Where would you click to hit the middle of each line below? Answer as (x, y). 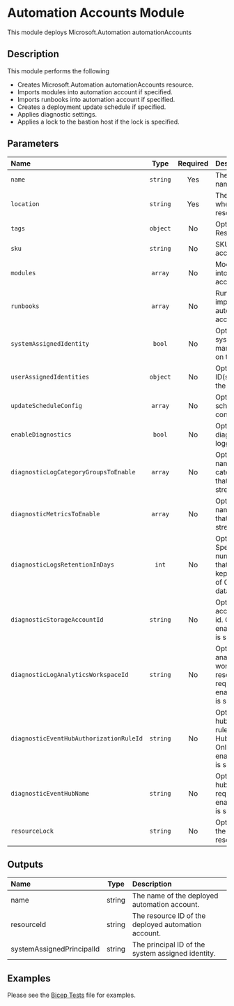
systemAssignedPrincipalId (55, 949)
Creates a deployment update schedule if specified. (92, 107)
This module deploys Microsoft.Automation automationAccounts (100, 32)
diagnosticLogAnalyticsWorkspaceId (70, 675)
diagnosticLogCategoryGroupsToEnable (73, 472)
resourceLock (32, 831)
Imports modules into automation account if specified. (95, 92)
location (25, 204)
